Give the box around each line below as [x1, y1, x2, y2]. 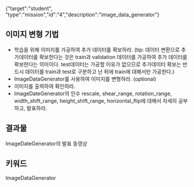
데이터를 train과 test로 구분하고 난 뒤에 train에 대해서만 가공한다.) [25, 68, 175, 75]
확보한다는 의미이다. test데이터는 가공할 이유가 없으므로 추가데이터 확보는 [13, 61, 182, 68]
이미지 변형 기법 [5, 29, 59, 40]
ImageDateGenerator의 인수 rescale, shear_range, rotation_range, [13, 90, 172, 97]
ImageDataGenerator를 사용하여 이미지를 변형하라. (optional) [13, 75, 156, 82]
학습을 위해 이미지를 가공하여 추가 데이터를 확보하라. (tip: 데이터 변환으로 [13, 46, 180, 53]
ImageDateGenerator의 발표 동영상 [5, 140, 87, 147]
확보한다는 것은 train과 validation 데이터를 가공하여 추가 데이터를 [39, 53, 188, 60]
